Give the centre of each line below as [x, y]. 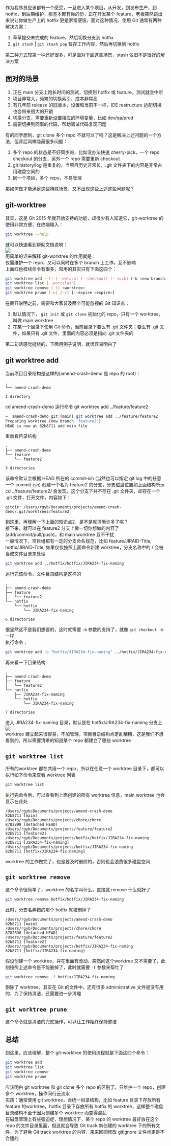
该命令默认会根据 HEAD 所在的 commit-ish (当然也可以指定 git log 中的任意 [83, 478]
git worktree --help [27, 234]
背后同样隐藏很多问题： [43, 141]
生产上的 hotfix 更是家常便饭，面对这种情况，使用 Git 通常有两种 [94, 20]
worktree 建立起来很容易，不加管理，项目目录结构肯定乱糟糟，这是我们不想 [84, 734]
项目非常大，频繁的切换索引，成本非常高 [55, 98]
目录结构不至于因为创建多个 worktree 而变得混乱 [56, 1113]
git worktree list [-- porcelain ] [41, 283]
